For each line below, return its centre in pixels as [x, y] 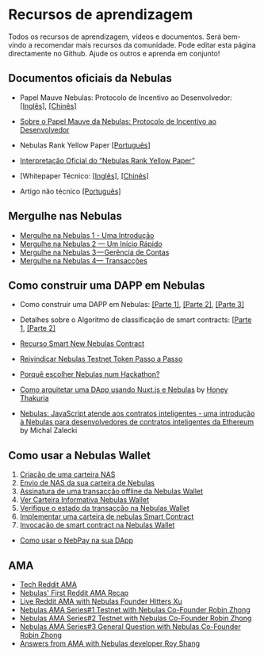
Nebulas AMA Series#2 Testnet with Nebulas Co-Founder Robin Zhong [136, 618]
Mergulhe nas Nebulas [65, 216]
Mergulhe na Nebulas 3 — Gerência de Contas [94, 252]
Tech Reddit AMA [48, 584]
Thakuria [34, 398]
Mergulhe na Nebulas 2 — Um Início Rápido [91, 244]
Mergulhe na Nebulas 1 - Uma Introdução [87, 235]
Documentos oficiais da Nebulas [90, 78]
